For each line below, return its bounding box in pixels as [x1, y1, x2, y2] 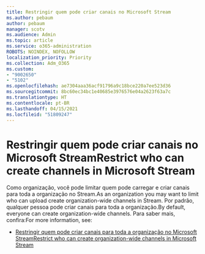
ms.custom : [6, 65, 34, 72]
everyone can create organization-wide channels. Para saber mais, [6, 210, 176, 217]
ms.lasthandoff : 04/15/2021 [6, 105, 78, 112]
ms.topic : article [6, 37, 53, 43]
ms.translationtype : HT [6, 94, 67, 100]
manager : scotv [6, 26, 45, 32]
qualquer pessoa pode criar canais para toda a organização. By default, [6, 203, 185, 211]
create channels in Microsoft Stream [6, 163, 195, 177]
